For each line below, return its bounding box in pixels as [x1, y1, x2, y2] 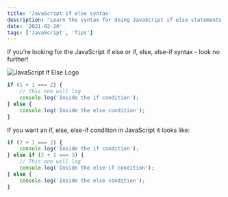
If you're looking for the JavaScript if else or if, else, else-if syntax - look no [7, 48, 220, 56]
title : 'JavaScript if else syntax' [7, 10, 112, 17]
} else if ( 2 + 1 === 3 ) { [7, 152, 84, 159]
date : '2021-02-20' [7, 23, 63, 29]
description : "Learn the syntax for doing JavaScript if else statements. [7, 16, 225, 23]
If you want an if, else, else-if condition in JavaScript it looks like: [7, 126, 190, 134]
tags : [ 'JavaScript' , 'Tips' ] [7, 29, 94, 36]
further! [7, 55, 29, 64]
